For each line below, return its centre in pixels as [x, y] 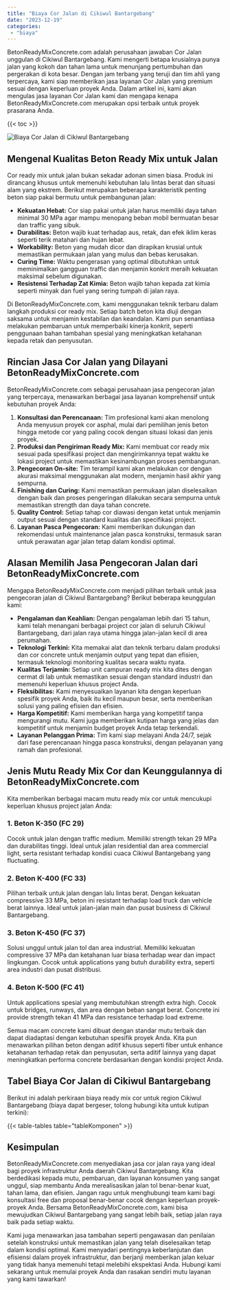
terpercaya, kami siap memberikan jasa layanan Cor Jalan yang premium [110, 81]
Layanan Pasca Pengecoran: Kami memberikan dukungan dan [106, 527]
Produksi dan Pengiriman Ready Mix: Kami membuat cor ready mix [113, 446]
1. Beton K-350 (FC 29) [46, 824]
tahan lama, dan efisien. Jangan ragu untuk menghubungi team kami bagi [111, 1193]
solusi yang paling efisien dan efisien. [70, 705]
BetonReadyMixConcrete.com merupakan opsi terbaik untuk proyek [103, 103]
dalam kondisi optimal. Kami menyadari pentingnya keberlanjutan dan [105, 1250]
